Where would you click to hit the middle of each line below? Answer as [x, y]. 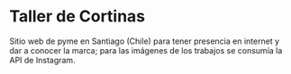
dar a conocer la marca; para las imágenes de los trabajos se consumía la [146, 50]
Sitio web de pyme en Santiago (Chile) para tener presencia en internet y [145, 41]
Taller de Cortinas [77, 16]
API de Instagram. [42, 60]
